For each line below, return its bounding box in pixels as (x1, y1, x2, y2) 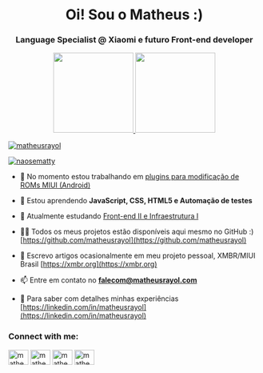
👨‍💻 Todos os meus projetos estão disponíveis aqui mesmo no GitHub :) (19, 227, 254, 237)
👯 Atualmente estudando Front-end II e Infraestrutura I (19, 211, 199, 221)
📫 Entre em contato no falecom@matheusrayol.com (19, 275, 197, 285)
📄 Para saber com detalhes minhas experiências (19, 294, 179, 303)
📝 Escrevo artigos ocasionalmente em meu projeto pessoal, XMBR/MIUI (19, 251, 256, 261)
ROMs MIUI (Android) (19, 180, 91, 190)
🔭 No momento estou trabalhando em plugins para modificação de (19, 172, 240, 182)
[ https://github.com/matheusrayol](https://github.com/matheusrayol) (19, 235, 247, 245)
